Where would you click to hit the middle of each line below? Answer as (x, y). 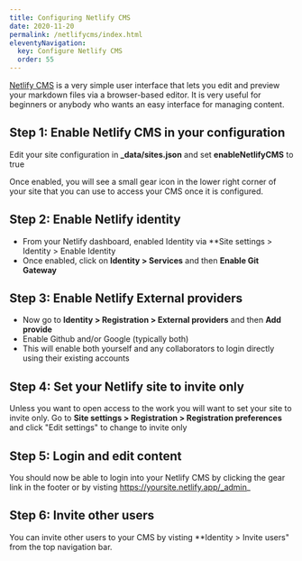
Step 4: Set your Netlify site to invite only (127, 386)
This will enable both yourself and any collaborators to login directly (148, 349)
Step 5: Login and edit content (96, 456)
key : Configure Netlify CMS (70, 51)
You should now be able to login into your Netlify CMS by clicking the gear (147, 478)
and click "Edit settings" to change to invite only (98, 428)
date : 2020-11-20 (42, 26)
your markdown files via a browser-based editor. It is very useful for (135, 95)
